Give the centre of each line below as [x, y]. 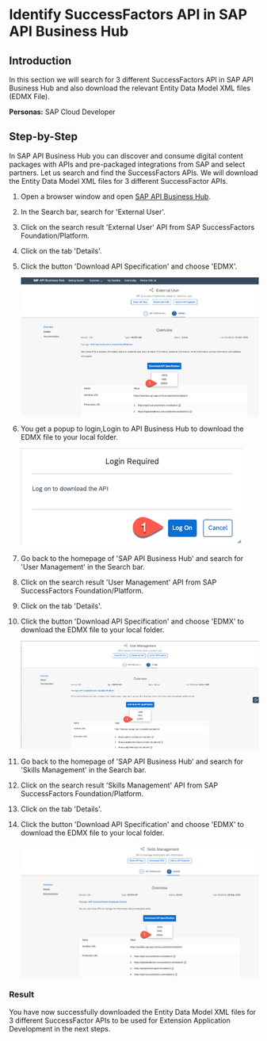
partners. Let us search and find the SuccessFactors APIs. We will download [133, 173]
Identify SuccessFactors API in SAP [128, 15]
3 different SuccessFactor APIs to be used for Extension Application [120, 1020]
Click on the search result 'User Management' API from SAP [118, 582]
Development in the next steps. [60, 1028]
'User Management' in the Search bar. [82, 567]
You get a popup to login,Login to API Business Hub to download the [132, 429]
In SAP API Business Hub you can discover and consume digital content [126, 155]
